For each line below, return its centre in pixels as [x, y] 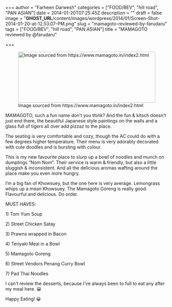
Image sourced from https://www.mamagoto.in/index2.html [81, 105]
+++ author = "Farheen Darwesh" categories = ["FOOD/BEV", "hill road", [82, 7]
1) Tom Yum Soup [24, 214]
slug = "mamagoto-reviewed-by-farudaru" [122, 24]
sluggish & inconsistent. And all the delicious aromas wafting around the [81, 168]
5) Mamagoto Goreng [28, 254]
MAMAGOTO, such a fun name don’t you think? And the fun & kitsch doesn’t [86, 115]
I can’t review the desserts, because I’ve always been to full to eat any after [85, 283]
